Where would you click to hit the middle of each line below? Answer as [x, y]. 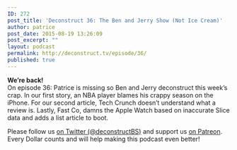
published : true [31, 60]
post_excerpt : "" [33, 40]
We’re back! [25, 80]
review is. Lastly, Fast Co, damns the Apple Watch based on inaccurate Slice [118, 110]
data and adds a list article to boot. [58, 117]
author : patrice [31, 27]
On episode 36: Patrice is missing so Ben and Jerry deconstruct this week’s [117, 87]
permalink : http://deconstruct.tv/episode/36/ [77, 54]
